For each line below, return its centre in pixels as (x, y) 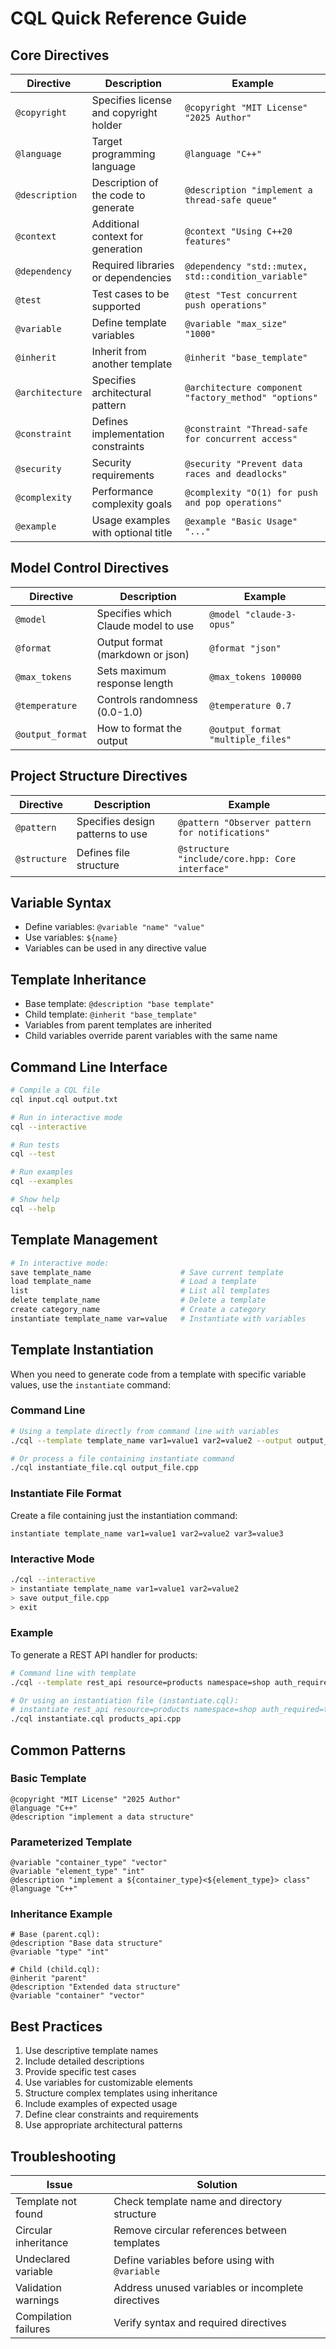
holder (107, 125)
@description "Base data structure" (86, 1943)
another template (132, 364)
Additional (115, 224)
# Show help (35, 1200)
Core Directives (60, 55)
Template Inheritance (78, 979)
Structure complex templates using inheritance (121, 2093)
